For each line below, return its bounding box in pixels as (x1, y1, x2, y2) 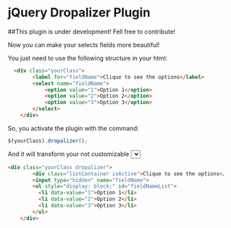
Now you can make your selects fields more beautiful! (8, 40, 160, 49)
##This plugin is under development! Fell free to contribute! (8, 27, 175, 36)
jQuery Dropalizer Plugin (8, 5, 151, 21)
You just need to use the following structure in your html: (8, 53, 168, 62)
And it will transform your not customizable (8, 149, 130, 158)
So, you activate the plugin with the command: (8, 124, 139, 132)
